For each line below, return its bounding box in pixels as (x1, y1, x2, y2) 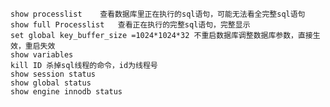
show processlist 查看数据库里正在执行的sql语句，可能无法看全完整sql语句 (10, 9, 306, 19)
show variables (10, 50, 74, 60)
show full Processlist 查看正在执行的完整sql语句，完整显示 (10, 20, 251, 30)
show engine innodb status (10, 87, 123, 97)
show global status (10, 78, 92, 88)
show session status (10, 69, 97, 79)
